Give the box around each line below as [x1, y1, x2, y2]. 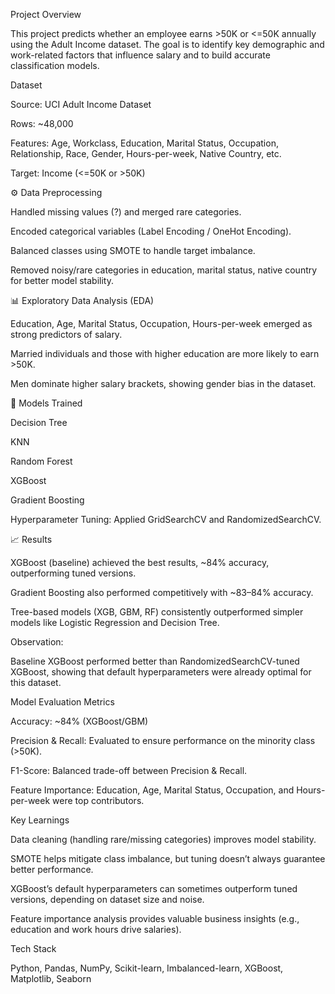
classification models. [10, 60, 100, 71]
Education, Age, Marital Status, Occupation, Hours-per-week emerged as [10, 318, 313, 329]
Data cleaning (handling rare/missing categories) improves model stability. [10, 834, 317, 845]
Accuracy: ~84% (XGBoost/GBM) [10, 715, 149, 727]
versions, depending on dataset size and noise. [10, 894, 205, 905]
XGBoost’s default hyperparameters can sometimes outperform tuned [10, 883, 298, 894]
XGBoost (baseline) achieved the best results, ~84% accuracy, [10, 557, 270, 568]
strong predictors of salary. [10, 329, 123, 340]
